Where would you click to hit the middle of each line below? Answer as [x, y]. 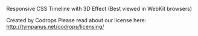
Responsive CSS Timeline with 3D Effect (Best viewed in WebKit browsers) [99, 9]
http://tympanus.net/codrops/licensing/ [55, 27]
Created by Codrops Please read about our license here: [76, 20]
